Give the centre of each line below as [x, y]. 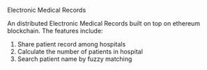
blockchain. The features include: [55, 31]
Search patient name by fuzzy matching [75, 59]
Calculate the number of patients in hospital [80, 52]
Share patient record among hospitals [71, 44]
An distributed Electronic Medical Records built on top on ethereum [104, 23]
